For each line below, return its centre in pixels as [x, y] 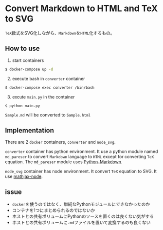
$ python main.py [23, 106]
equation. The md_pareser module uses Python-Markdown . [64, 162]
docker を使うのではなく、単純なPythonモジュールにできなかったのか [81, 204]
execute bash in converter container [48, 78]
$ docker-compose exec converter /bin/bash [50, 87]
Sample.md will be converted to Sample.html [48, 115]
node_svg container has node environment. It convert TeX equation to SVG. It [81, 172]
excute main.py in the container [43, 97]
